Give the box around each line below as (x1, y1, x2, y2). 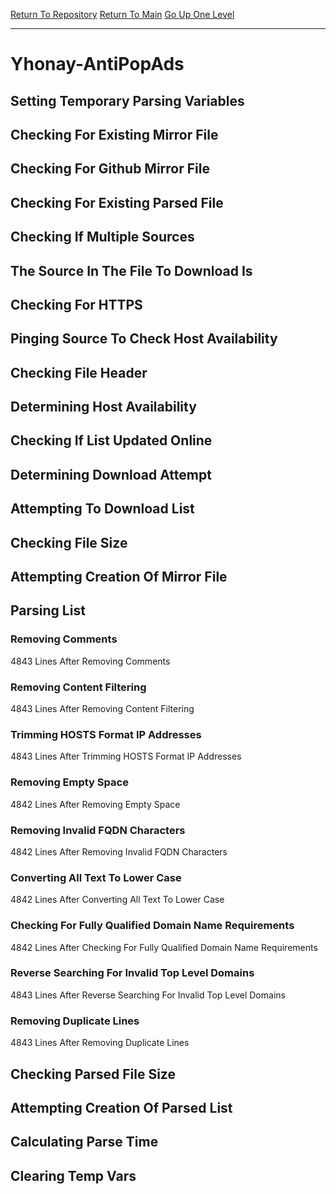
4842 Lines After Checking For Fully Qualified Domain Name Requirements (10, 941, 318, 953)
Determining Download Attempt (10, 466, 212, 483)
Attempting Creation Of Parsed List (10, 1099, 233, 1116)
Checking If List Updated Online (10, 432, 213, 449)
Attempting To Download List (10, 500, 195, 518)
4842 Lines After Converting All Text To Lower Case (10, 894, 225, 906)
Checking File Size (10, 534, 128, 551)
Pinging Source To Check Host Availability (10, 330, 278, 348)
